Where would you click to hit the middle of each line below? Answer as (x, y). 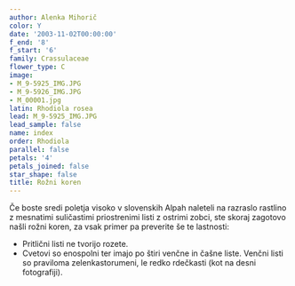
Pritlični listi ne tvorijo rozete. (75, 244)
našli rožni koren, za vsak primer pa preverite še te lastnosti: (119, 226)
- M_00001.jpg (36, 100)
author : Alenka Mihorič (53, 17)
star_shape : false (43, 174)
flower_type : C (37, 68)
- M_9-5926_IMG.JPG (45, 91)
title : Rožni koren (45, 183)
